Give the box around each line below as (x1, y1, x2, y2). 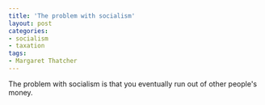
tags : (8, 49, 27, 57)
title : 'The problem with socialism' (8, 11, 136, 20)
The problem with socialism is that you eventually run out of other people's (8, 78, 257, 89)
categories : (8, 27, 48, 35)
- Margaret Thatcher (8, 57, 78, 65)
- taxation (8, 42, 45, 50)
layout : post (8, 19, 53, 27)
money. (8, 87, 34, 97)
